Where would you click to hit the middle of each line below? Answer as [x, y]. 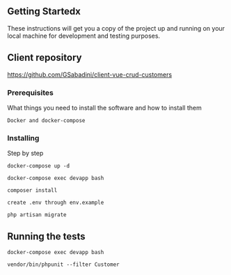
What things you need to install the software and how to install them [104, 107]
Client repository [45, 58]
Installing [23, 137]
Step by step [25, 154]
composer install [32, 191]
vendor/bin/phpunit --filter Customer [63, 265]
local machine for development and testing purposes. [84, 36]
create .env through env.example [56, 203]
